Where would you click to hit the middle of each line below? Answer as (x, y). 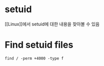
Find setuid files (39, 45)
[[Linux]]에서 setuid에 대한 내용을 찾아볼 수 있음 (52, 24)
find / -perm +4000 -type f (34, 58)
